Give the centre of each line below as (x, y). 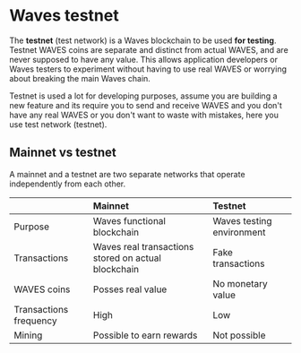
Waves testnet (64, 16)
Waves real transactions (143, 246)
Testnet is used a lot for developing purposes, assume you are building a (143, 96)
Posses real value (130, 289)
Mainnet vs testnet (63, 153)
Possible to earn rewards (145, 335)
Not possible (239, 335)
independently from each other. (68, 184)
